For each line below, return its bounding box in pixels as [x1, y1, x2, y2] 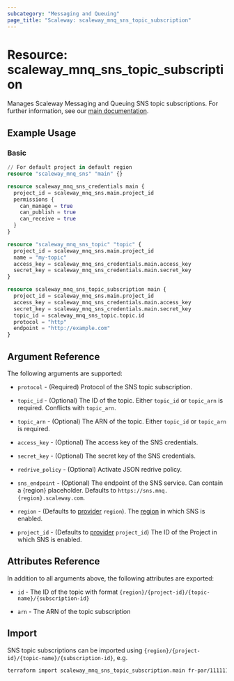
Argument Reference [7, 350, 100, 363]
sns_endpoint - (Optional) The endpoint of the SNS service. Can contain [17, 479, 224, 487]
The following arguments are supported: [7, 369, 123, 377]
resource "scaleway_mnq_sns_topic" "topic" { [7, 241, 141, 248]
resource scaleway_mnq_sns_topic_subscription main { [7, 286, 167, 293]
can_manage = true [19, 202, 73, 209]
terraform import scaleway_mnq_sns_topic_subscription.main [7, 667, 186, 674]
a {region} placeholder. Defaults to [17, 486, 117, 494]
